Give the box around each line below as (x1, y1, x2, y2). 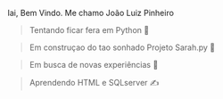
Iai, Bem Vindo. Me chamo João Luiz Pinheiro (7, 8, 175, 18)
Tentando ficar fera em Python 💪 (29, 25, 150, 35)
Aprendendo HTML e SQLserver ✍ (29, 78, 160, 87)
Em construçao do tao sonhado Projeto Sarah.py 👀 (29, 42, 216, 53)
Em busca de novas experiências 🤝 (29, 60, 159, 70)
